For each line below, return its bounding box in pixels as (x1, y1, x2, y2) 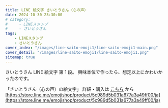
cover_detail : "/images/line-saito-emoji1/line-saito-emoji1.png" (5, 50, 149, 55)
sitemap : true (5, 54, 36, 60)
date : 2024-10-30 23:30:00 (5, 12, 63, 17)
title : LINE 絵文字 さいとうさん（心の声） (5, 7, 88, 13)
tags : (5, 31, 17, 36)
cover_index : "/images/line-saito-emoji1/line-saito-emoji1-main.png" (5, 45, 158, 50)
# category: (5, 17, 31, 22)
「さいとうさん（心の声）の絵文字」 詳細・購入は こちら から (5, 86, 134, 92)
